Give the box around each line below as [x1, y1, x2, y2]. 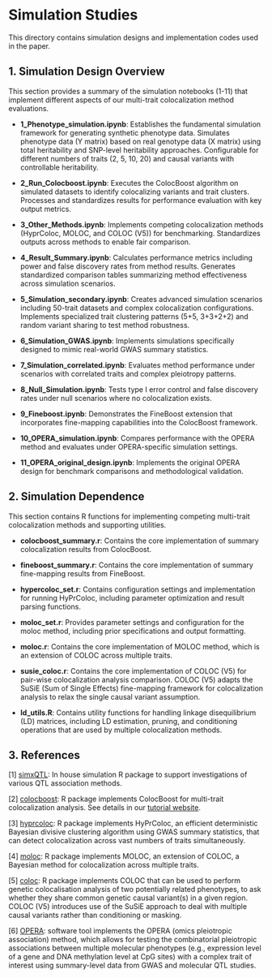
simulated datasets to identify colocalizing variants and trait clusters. [19, 187, 249, 196]
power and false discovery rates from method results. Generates [19, 261, 236, 271]
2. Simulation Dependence [8, 489, 145, 504]
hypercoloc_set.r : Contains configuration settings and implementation [19, 584, 256, 594]
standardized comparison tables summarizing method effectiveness [19, 269, 248, 279]
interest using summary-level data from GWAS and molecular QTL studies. [8, 960, 257, 971]
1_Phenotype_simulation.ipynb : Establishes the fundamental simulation [19, 119, 261, 129]
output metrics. [19, 204, 71, 213]
